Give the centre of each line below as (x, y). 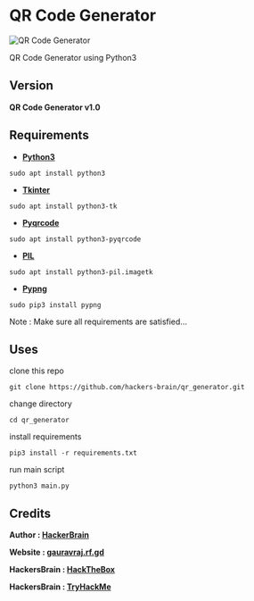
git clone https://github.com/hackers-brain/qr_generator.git (127, 388)
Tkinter (36, 189)
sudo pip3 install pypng (55, 305)
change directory (41, 404)
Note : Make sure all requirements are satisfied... (98, 321)
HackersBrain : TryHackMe (60, 587)
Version (31, 86)
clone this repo (37, 371)
